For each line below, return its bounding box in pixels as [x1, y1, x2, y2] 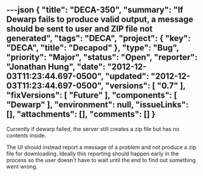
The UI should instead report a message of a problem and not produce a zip [6, 143, 196, 151]
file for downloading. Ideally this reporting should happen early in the [6, 150, 179, 157]
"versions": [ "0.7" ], [105, 81, 186, 91]
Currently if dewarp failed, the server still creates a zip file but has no [6, 125, 180, 132]
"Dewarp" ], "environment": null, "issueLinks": [6, 100, 189, 110]
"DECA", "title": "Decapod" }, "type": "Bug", [6, 42, 179, 53]
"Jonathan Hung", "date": [6, 62, 106, 72]
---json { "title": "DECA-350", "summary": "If [6, 5, 184, 15]
